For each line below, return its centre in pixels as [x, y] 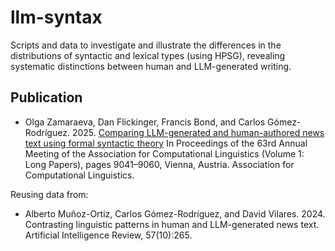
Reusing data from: [49, 194]
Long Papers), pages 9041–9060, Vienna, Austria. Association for [159, 164]
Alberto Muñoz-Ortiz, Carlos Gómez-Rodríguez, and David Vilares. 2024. [175, 213]
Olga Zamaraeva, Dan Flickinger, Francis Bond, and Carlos [145, 122]
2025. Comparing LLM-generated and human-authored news [198, 132]
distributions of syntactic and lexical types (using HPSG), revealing [148, 55]
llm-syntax [56, 17]
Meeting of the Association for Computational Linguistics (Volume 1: [164, 153]
